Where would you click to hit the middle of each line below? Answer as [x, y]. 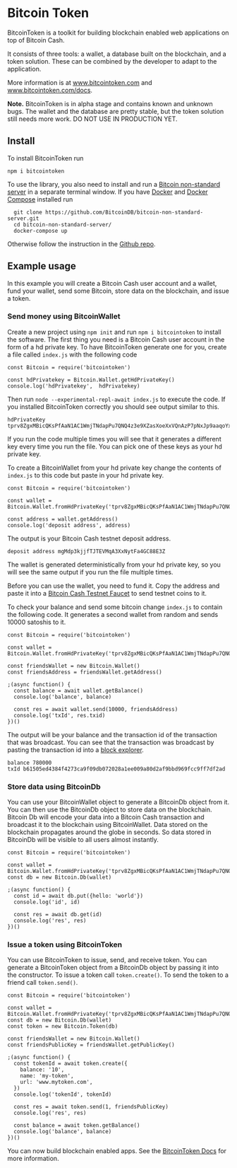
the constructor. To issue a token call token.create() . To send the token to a [118, 975]
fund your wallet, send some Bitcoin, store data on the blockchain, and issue [118, 291]
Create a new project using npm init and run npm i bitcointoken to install [114, 332]
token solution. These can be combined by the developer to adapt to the [112, 61]
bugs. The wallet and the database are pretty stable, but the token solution [116, 111]
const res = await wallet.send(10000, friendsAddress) [96, 709]
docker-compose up [41, 231]
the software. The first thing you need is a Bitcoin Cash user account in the [116, 339]
